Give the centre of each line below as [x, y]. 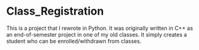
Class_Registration [55, 11]
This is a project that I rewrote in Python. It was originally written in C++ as [100, 28]
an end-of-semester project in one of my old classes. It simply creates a [97, 34]
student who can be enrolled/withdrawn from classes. [74, 41]
